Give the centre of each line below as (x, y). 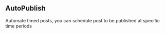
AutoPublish (26, 8)
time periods (19, 26)
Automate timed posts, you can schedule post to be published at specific (83, 20)
